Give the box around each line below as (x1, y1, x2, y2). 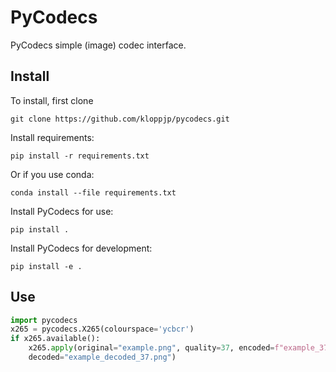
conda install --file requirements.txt (10, 187, 177, 198)
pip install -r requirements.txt (10, 151, 150, 161)
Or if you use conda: (10, 168, 95, 180)
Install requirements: (10, 131, 95, 143)
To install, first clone (10, 94, 94, 106)
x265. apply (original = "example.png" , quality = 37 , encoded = (28, 343, 275, 353)
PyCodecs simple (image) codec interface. (10, 39, 187, 51)
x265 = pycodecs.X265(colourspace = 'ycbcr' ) (10, 324, 195, 335)
